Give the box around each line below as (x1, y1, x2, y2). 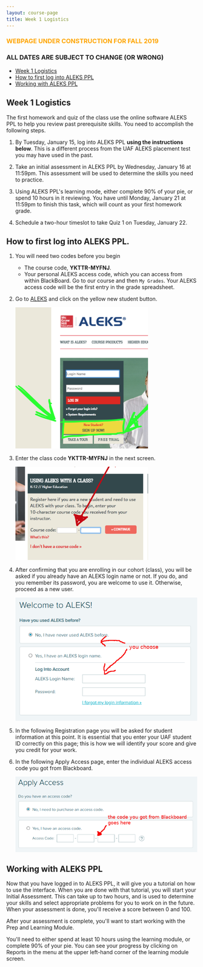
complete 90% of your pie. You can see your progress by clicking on (6, 942, 178, 949)
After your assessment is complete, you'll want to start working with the (6, 917, 186, 925)
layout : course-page (6, 10, 59, 16)
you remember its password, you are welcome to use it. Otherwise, (15, 579, 183, 586)
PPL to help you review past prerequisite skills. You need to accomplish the (6, 120, 194, 127)
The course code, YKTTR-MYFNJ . (24, 264, 111, 271)
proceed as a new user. (15, 585, 74, 592)
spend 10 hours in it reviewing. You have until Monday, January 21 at (15, 194, 186, 202)
